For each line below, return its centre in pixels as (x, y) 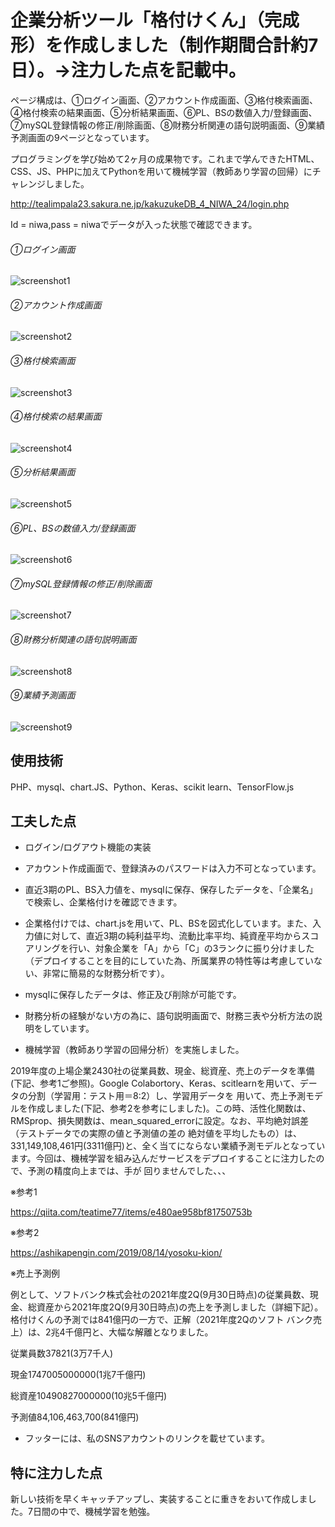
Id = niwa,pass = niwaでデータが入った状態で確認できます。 (134, 224)
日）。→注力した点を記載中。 (128, 70)
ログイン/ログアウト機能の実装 (88, 847)
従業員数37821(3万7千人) (62, 1353)
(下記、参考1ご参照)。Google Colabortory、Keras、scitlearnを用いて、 (155, 1083)
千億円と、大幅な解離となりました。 (139, 1332)
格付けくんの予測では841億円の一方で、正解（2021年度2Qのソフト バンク (162, 1320)
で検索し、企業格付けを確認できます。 (103, 902)
